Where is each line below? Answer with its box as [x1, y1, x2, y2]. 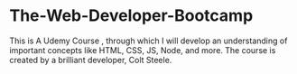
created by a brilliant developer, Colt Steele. [9, 54, 172, 65]
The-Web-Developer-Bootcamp [9, 5, 254, 26]
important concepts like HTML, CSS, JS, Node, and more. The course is [9, 44, 276, 55]
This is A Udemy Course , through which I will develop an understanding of [9, 35, 288, 46]
